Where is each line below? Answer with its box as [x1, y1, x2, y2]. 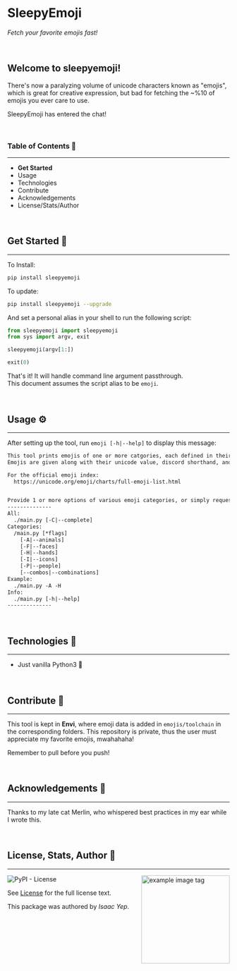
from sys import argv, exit [7, 334, 90, 341]
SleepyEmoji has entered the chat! [7, 109, 107, 118]
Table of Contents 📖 [7, 141, 76, 151]
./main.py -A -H [13, 582, 61, 590]
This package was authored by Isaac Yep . [7, 902, 130, 910]
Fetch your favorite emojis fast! [7, 28, 98, 37]
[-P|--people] [20, 563, 61, 570]
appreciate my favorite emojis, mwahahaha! [7, 735, 134, 743]
